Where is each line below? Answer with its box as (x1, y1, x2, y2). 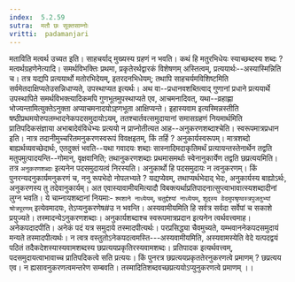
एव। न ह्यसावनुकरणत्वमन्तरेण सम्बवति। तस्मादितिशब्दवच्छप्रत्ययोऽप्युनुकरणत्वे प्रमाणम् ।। (9, 263, 254, 273)
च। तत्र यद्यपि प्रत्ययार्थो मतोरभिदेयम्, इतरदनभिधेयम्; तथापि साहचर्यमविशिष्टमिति (9, 73, 229, 84)
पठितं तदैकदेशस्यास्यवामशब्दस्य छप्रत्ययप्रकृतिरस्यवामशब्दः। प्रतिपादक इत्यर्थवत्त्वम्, (9, 242, 233, 253)
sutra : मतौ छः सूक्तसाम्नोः (9, 21, 89, 30)
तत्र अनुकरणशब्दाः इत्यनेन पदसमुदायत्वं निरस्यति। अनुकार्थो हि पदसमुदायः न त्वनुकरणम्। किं (9, 163, 258, 173)
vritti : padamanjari (9, 29, 89, 38)
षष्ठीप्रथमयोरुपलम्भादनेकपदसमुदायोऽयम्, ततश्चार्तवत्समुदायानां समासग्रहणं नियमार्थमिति (9, 113, 243, 124)
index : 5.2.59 (9, 12, 66, 22)
